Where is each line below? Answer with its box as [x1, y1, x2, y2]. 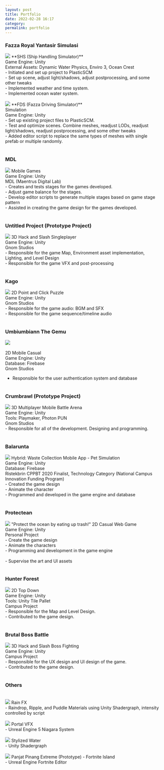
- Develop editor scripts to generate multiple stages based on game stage [5, 194, 156, 200]
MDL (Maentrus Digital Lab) [5, 178, 61, 184]
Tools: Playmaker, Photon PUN [5, 415, 67, 421]
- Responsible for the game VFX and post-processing [5, 260, 114, 266]
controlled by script [5, 710, 45, 716]
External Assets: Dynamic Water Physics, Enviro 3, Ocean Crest [5, 64, 134, 70]
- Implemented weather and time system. [5, 85, 89, 91]
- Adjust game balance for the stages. [5, 189, 82, 195]
